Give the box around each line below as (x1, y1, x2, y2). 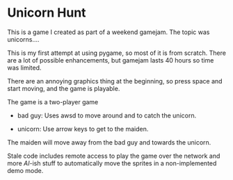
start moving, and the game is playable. (7, 84, 120, 92)
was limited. (7, 63, 42, 72)
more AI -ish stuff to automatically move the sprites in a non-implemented (7, 158, 217, 167)
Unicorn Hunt (7, 5, 86, 21)
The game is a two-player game (7, 97, 99, 106)
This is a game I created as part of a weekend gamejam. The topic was (7, 28, 210, 36)
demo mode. (7, 166, 44, 174)
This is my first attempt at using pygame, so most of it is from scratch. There (7, 49, 226, 57)
